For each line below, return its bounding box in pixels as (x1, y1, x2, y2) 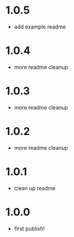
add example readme (14, 23, 66, 30)
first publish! (14, 225, 45, 232)
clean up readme (14, 184, 56, 191)
